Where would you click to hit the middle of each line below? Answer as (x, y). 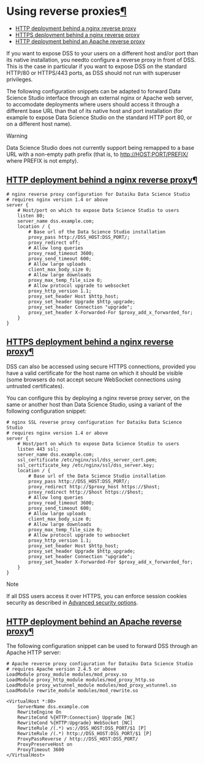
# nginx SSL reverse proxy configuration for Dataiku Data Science (94, 422)
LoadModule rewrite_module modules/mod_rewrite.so (72, 691)
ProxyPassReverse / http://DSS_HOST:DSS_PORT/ (78, 739)
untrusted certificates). (35, 386)
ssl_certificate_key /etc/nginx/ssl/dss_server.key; (86, 465)
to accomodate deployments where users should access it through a (93, 104)
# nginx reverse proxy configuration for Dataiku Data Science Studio (98, 194)
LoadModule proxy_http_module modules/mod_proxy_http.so (81, 680)
